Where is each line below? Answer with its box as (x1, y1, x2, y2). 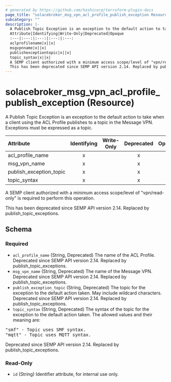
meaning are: (12, 317, 41, 323)
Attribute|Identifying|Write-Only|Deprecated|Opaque (10, 31, 124, 36)
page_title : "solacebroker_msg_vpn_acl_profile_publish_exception (5, 12, 149, 17)
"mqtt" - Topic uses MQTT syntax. (5, 332, 92, 338)
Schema (5, 225, 32, 234)
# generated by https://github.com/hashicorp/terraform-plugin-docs (5, 7, 154, 13)
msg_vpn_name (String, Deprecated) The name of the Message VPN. (12, 268, 153, 274)
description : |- (5, 21, 40, 27)
